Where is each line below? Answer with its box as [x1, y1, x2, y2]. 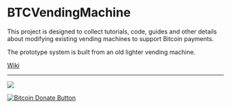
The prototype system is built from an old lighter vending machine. [7, 48, 196, 56]
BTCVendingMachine [7, 5, 131, 21]
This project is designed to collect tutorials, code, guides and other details [7, 27, 217, 36]
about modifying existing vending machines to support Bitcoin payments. [7, 34, 214, 42]
